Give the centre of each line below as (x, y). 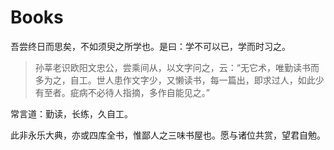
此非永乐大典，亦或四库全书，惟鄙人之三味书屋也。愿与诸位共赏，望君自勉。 (168, 135)
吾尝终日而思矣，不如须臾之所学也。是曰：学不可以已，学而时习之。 (150, 46)
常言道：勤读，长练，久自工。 (71, 113)
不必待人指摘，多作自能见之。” (148, 92)
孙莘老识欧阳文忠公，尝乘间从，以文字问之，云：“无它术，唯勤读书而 (177, 67)
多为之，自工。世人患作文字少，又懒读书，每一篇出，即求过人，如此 (175, 80)
